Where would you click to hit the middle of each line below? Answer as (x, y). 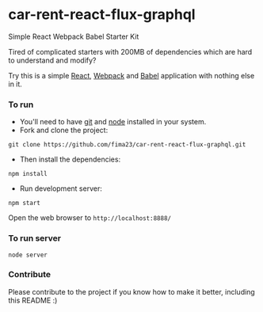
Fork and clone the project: (64, 130)
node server (28, 255)
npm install (28, 174)
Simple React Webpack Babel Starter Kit (74, 36)
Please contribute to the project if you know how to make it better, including (131, 291)
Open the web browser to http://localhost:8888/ (90, 218)
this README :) (33, 300)
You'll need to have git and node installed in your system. (113, 122)
